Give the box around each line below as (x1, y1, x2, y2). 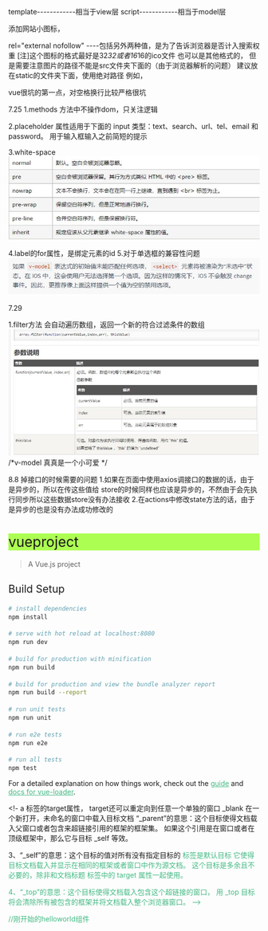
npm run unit (8, 714, 52, 722)
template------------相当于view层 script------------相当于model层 (8, 7, 227, 16)
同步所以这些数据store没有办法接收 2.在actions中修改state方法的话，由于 (14, 494, 255, 504)
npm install (8, 613, 48, 621)
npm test (8, 764, 37, 772)
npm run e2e (8, 739, 48, 747)
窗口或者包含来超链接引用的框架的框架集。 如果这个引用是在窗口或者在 (22, 823, 255, 833)
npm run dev (8, 638, 48, 646)
